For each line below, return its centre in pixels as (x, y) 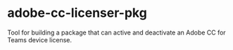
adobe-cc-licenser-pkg (77, 13)
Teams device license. (40, 39)
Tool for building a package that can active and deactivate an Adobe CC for (117, 32)
